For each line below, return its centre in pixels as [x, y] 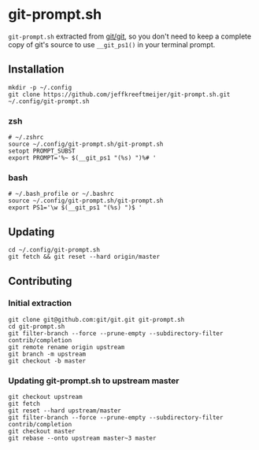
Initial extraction [40, 303]
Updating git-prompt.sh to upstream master [94, 381]
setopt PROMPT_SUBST [42, 151]
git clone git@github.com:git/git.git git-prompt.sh [96, 319]
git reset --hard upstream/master [65, 411]
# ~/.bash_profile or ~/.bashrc [61, 194]
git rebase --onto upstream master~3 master [82, 438]
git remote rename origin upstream [67, 347]
